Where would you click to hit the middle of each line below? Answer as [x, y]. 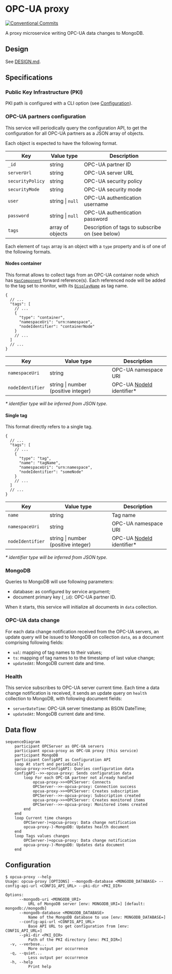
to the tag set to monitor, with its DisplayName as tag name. [67, 285]
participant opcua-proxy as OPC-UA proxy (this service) [77, 751]
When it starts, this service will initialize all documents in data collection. [81, 607]
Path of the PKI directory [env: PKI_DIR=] [75, 940]
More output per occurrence [58, 948]
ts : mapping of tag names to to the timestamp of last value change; [84, 658]
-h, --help [21, 962]
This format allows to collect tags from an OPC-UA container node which [82, 275]
